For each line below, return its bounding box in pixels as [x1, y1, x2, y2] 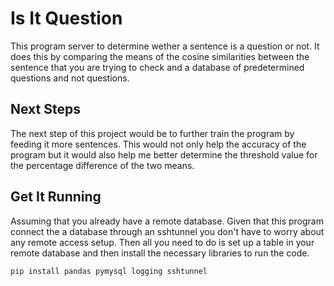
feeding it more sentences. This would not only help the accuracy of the [10, 138, 307, 150]
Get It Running [10, 188, 102, 206]
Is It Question [10, 7, 123, 30]
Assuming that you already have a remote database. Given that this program [10, 215, 324, 227]
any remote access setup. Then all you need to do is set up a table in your [10, 236, 315, 248]
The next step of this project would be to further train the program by [10, 127, 295, 139]
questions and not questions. [10, 72, 130, 84]
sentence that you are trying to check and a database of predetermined [10, 61, 305, 73]
